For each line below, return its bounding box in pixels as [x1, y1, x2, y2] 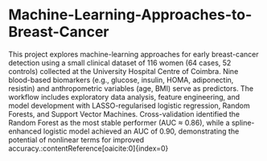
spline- [231, 118, 255, 127]
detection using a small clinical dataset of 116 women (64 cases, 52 [8, 58, 232, 68]
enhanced [8, 126, 42, 136]
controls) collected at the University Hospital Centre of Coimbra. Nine [8, 66, 239, 76]
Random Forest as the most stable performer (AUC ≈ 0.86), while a [8, 118, 231, 127]
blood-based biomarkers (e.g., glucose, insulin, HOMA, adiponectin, [8, 75, 234, 85]
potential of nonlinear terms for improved [8, 134, 145, 144]
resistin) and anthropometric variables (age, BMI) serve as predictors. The [8, 83, 254, 93]
